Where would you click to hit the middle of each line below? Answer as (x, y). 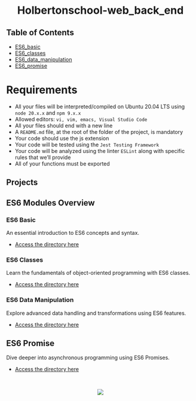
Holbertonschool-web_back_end (100, 10)
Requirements (42, 90)
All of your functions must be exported (62, 163)
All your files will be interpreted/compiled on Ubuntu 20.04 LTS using (100, 106)
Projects (22, 183)
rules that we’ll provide (43, 157)
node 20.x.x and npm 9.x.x (48, 113)
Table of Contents (40, 33)
